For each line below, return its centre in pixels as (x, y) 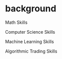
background (31, 9)
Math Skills (16, 22)
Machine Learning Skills (30, 41)
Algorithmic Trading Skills (31, 51)
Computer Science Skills (30, 32)
